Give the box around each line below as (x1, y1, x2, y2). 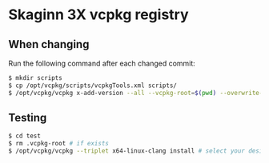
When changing (8, 38, 90, 51)
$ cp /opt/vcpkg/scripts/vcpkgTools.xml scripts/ (8, 81, 178, 89)
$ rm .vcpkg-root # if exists (8, 140, 110, 148)
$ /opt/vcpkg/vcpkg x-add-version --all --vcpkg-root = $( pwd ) (8, 89, 217, 97)
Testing (8, 111, 47, 125)
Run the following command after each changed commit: (8, 58, 196, 68)
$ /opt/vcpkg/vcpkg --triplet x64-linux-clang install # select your (8, 147, 246, 155)
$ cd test (8, 132, 42, 141)
